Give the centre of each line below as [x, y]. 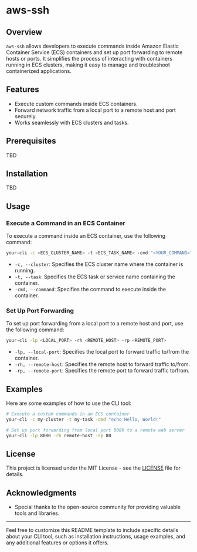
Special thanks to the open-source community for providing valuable [97, 507]
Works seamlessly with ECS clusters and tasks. [72, 122]
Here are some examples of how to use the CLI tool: [69, 403]
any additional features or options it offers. [57, 543]
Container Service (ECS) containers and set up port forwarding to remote [94, 52]
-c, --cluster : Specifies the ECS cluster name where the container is [99, 264]
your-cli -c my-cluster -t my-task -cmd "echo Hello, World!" [84, 419]
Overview [24, 32]
